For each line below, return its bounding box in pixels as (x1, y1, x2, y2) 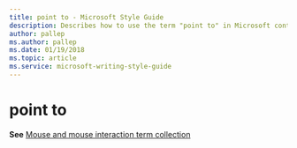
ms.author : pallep (9, 37, 77, 47)
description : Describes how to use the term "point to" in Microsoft (9, 21, 271, 30)
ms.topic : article (9, 54, 77, 63)
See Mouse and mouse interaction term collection (9, 129, 191, 139)
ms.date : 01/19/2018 (9, 46, 86, 55)
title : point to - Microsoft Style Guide (9, 12, 164, 22)
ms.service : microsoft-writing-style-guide (9, 63, 172, 71)
